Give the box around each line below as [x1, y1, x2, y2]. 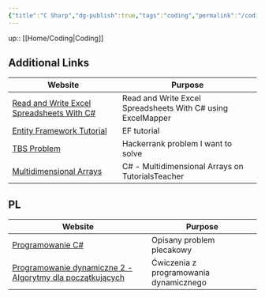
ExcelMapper [121, 112, 171, 123]
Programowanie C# [12, 240, 84, 251]
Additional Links [8, 56, 90, 70]
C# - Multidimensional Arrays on [121, 161, 244, 172]
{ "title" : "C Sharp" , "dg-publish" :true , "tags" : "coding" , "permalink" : [8, 11, 238, 20]
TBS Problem [12, 143, 61, 154]
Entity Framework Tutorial [12, 126, 107, 137]
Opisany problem [151, 235, 215, 246]
